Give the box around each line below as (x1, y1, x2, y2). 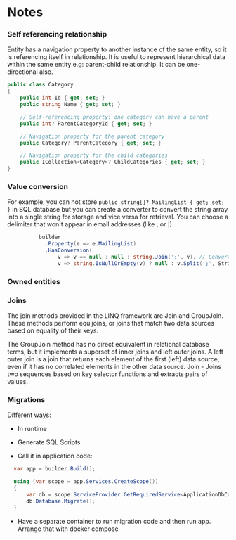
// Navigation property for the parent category (20, 133, 165, 140)
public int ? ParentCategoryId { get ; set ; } (20, 120, 152, 127)
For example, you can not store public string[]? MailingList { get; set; (7, 198, 225, 206)
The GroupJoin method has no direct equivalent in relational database (7, 340, 209, 348)
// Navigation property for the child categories (20, 152, 169, 159)
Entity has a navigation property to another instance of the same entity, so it (7, 45, 227, 53)
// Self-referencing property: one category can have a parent (20, 113, 209, 120)
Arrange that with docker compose (17, 525, 119, 533)
